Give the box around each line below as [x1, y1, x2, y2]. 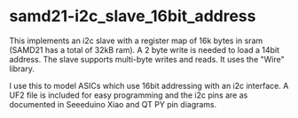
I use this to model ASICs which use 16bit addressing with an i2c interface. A [9, 80, 289, 91]
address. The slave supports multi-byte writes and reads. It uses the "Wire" [9, 54, 286, 64]
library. [9, 63, 35, 74]
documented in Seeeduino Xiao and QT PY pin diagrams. [9, 99, 217, 109]
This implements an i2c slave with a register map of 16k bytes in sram [9, 35, 263, 46]
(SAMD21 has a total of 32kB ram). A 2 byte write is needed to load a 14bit [9, 44, 280, 55]
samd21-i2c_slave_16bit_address [9, 6, 256, 26]
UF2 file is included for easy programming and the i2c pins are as [9, 90, 248, 100]
